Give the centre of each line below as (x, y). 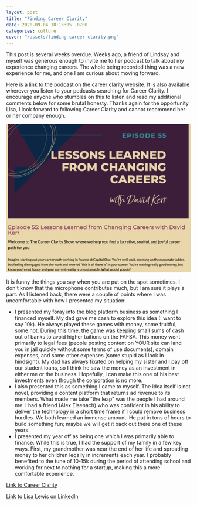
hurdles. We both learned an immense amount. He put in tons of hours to (103, 418)
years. (22, 430)
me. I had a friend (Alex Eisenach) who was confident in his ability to (97, 405)
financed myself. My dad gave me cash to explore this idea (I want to (98, 318)
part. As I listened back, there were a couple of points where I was (86, 294)
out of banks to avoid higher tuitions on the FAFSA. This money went (97, 337)
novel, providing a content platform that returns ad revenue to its (92, 393)
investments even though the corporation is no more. (79, 380)
